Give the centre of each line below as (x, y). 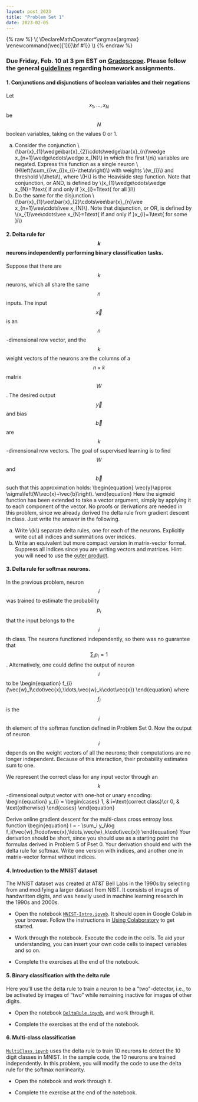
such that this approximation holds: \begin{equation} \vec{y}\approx (89, 487)
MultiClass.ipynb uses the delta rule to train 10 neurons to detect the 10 (93, 1051)
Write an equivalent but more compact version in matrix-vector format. (100, 543)
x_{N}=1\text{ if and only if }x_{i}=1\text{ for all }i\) (75, 189)
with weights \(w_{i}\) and (142, 170)
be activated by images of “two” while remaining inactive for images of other (99, 995)
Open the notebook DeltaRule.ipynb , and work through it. (85, 1012)
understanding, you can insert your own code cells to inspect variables (101, 944)
